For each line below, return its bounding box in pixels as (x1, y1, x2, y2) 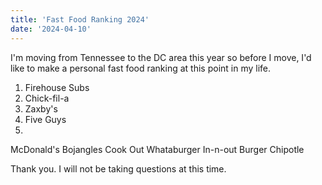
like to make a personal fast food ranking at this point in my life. (10, 62, 272, 74)
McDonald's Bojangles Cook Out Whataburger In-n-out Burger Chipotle (10, 143, 305, 155)
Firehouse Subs (24, 81, 90, 93)
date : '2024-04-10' (10, 24, 92, 34)
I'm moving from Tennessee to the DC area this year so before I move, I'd (10, 51, 312, 63)
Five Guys (24, 113, 67, 125)
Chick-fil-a (24, 92, 70, 104)
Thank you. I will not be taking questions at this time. (10, 162, 227, 175)
